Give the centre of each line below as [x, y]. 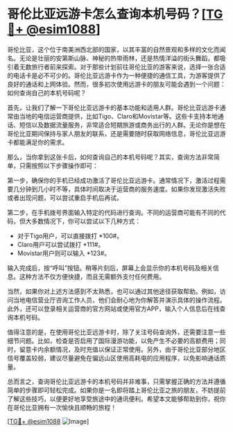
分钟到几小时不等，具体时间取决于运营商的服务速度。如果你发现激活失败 [122, 189]
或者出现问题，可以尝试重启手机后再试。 [65, 198]
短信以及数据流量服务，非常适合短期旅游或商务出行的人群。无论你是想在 [122, 125]
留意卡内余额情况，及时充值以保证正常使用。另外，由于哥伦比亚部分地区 [122, 349]
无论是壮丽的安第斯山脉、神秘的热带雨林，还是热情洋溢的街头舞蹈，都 [119, 58]
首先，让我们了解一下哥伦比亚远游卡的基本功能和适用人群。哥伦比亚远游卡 [113, 107]
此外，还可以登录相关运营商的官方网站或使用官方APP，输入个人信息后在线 [113, 309]
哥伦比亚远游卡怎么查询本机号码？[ [107, 14]
